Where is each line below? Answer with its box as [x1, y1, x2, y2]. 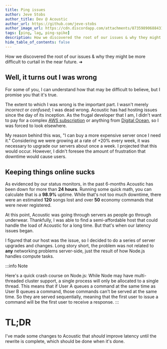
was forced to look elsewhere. [5, 123, 67, 129]
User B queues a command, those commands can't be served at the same [5, 289, 158, 295]
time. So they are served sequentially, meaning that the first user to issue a [5, 294, 159, 300]
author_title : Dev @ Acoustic [5, 16, 68, 21]
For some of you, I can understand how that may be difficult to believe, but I [5, 86, 161, 92]
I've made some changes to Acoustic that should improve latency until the [5, 333, 157, 339]
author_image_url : [5, 26, 43, 31]
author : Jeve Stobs [5, 12, 46, 17]
